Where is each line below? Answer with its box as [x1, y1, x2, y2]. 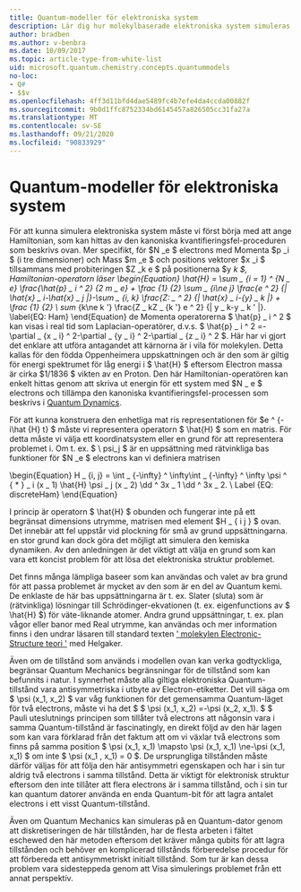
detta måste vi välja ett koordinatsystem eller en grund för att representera [9, 433, 284, 444]
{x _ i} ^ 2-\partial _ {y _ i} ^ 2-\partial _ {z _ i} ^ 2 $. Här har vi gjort [43, 330, 287, 341]
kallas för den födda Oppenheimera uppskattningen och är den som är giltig [9, 349, 289, 359]
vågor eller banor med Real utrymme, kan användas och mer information [9, 619, 278, 629]
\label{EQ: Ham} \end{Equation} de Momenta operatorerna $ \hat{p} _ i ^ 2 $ [9, 311, 291, 322]
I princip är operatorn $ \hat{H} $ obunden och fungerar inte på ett [9, 506, 255, 516]
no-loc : [9, 72, 39, 81]
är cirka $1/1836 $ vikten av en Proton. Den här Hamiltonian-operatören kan [9, 368, 288, 379]
